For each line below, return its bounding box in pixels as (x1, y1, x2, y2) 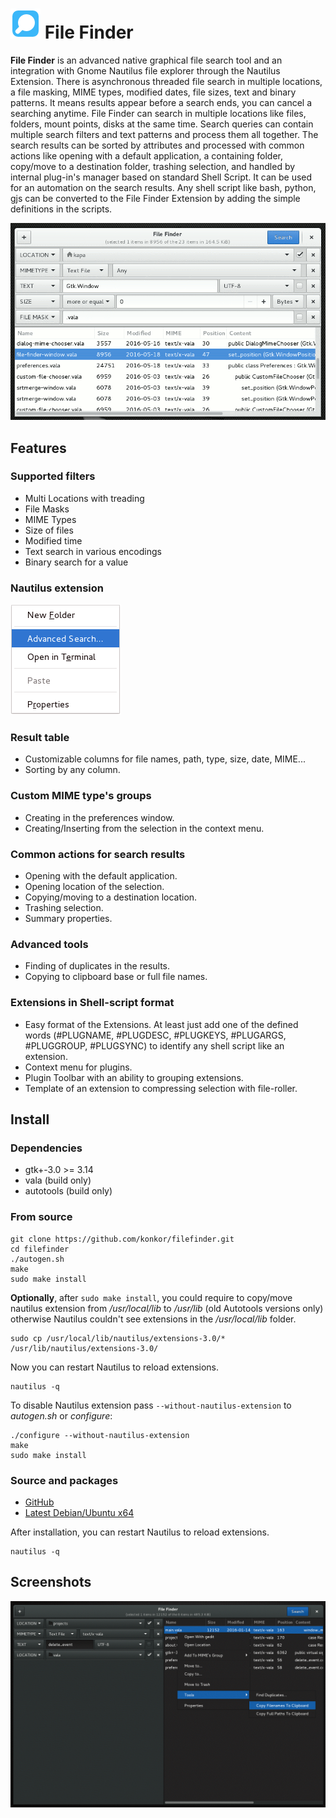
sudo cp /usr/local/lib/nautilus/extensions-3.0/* (10, 1333, 226, 1343)
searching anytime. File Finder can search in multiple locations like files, (10, 107, 307, 119)
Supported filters (10, 469, 96, 483)
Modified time (24, 534, 83, 547)
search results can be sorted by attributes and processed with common (10, 139, 305, 151)
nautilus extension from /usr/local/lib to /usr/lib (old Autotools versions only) (10, 1302, 324, 1314)
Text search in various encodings (24, 545, 162, 557)
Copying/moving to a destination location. (24, 891, 198, 903)
